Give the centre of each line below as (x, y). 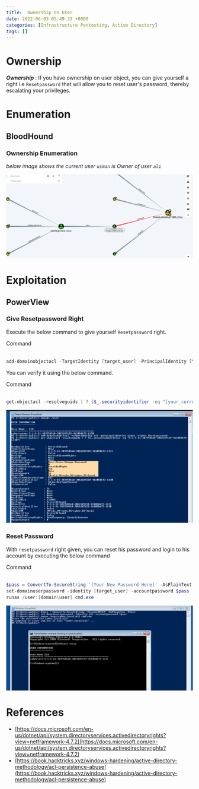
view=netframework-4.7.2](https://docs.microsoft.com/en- (86, 742)
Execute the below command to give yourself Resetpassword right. (86, 332)
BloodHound (30, 136)
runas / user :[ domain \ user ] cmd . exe (50, 598)
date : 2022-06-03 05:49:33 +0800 (47, 19)
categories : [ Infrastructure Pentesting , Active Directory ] (82, 25)
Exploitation (36, 281)
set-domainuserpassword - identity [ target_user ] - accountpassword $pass (98, 591)
